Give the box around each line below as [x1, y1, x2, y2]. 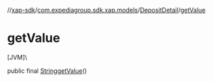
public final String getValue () [7, 66, 87, 75]
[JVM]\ [7, 53, 28, 61]
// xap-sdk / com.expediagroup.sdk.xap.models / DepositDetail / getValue [7, 6, 206, 14]
